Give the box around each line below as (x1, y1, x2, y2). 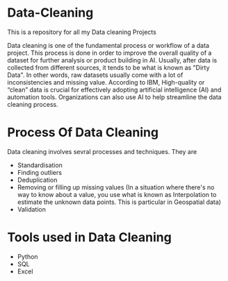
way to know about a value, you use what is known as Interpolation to (17, 190, 217, 198)
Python (17, 252, 38, 261)
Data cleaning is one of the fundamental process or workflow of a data (7, 41, 210, 49)
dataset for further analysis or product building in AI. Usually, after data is (7, 56, 218, 64)
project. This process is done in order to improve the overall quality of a (7, 49, 212, 57)
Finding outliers (17, 168, 63, 176)
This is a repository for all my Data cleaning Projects (7, 28, 156, 36)
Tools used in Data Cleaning (7, 230, 172, 246)
